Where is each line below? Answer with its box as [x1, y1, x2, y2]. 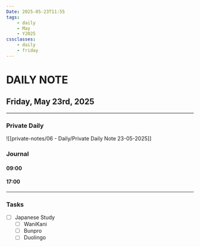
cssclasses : [6, 36, 36, 42]
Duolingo [23, 234, 46, 241]
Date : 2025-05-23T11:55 [6, 8, 65, 15]
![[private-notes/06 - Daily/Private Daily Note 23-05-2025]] [6, 135, 152, 142]
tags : [6, 14, 20, 20]
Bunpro [23, 227, 42, 235]
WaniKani [23, 221, 48, 228]
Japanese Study [14, 214, 55, 221]
